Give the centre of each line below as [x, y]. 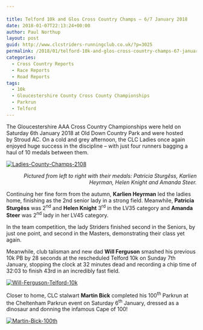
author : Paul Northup [34, 32]
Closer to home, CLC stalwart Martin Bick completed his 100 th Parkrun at [97, 295]
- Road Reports [31, 77]
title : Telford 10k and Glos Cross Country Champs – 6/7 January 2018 [97, 19]
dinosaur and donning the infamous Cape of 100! [67, 309]
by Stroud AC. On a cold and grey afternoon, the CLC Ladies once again [96, 139]
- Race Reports [31, 70]
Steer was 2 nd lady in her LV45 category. [57, 215]
